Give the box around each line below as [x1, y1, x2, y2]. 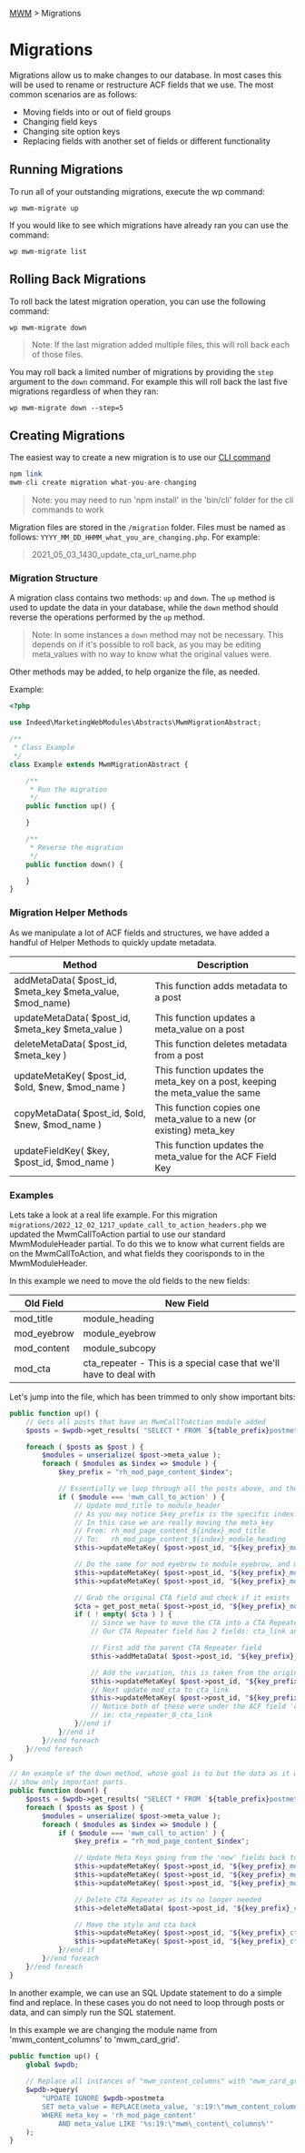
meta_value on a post [154, 1023, 245, 1036]
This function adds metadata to [154, 979, 288, 992]
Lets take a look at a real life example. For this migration [9, 1209, 218, 1220]
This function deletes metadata [154, 1037, 288, 1050]
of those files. [31, 349, 84, 359]
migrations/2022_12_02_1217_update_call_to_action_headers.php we [9, 1218, 267, 1229]
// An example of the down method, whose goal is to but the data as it [9, 1769, 290, 1778]
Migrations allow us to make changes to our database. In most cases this [9, 69, 282, 80]
